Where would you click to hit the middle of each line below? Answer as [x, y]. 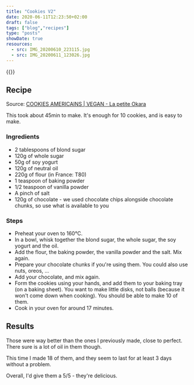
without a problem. [29, 364]
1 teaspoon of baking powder [49, 181]
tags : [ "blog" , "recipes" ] [37, 28]
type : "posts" [23, 33]
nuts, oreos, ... [32, 271]
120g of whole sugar [39, 156]
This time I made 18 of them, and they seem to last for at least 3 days [89, 358]
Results [20, 326]
